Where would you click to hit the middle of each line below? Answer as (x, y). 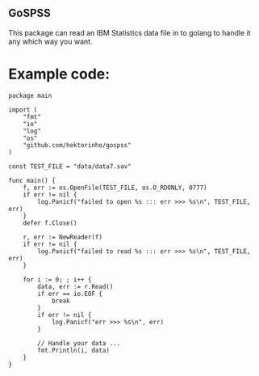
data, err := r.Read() (75, 286)
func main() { (32, 180)
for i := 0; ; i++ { (57, 279)
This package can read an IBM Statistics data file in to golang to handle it (130, 32)
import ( (23, 110)
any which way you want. (50, 41)
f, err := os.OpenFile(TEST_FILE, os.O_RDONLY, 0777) (115, 188)
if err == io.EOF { (70, 294)
